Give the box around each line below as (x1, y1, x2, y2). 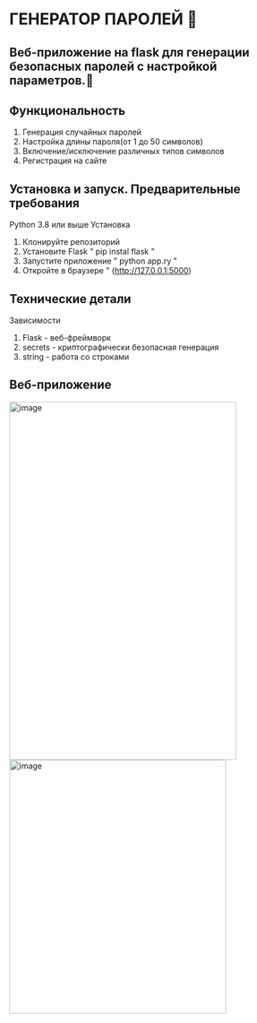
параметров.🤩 (9, 73, 94, 88)
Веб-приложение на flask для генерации (9, 45, 250, 60)
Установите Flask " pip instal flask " (21, 247, 155, 257)
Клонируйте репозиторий (21, 237, 121, 247)
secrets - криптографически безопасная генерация (21, 342, 219, 353)
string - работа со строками (21, 351, 130, 362)
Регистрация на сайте (21, 155, 107, 166)
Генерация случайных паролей (21, 126, 141, 138)
